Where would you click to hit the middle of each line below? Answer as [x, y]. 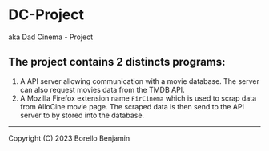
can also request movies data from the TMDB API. [102, 89]
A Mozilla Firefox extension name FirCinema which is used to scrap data [138, 98]
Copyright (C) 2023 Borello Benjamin [69, 138]
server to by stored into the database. [82, 115]
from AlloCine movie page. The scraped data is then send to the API [132, 106]
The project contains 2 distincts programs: [117, 62]
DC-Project [46, 15]
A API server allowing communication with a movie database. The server [140, 81]
